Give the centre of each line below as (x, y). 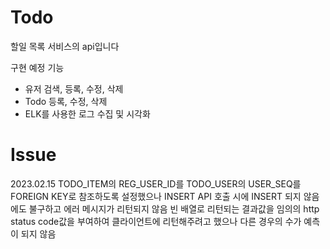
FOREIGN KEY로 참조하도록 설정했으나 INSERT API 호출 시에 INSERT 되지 (156, 196)
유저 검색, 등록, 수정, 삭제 (74, 88)
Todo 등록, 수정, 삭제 (66, 101)
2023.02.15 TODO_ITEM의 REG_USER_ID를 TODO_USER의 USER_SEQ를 (156, 183)
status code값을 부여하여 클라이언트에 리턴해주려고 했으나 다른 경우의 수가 (156, 221)
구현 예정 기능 (37, 67)
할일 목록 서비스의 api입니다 (65, 46)
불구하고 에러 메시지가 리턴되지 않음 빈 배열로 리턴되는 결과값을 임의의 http (174, 208)
